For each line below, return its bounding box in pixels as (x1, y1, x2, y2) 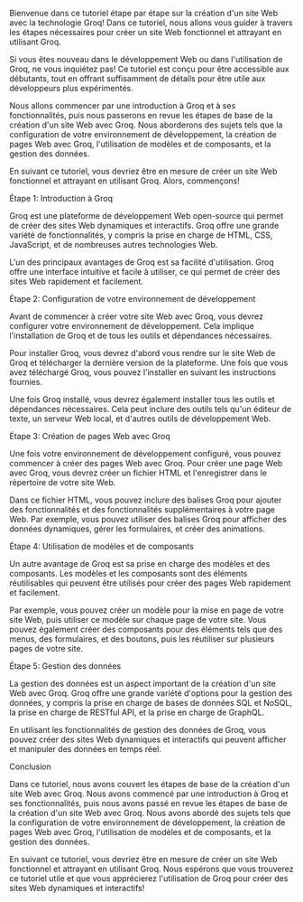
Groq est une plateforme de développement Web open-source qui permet (9, 211, 284, 221)
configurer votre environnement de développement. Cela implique (9, 321, 254, 331)
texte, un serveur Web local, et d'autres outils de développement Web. (9, 413, 271, 424)
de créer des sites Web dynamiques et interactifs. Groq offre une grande (9, 221, 280, 230)
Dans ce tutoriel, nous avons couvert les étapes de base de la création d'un (9, 779, 290, 789)
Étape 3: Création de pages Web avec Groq (9, 431, 171, 441)
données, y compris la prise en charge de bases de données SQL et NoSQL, (9, 698, 293, 708)
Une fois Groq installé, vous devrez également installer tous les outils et (9, 394, 275, 405)
